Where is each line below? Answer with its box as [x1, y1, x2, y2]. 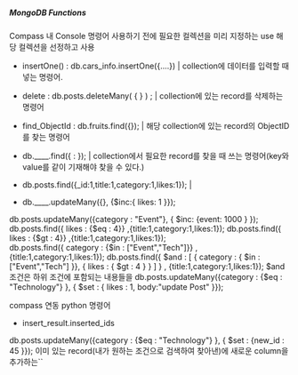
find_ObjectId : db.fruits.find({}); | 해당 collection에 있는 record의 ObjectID [21, 120, 290, 131]
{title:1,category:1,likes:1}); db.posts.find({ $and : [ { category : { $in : [9, 251, 261, 262]
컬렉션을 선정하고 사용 [18, 41, 95, 52]
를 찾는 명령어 [21, 132, 70, 142]
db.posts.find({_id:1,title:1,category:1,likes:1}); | [21, 179, 193, 190]
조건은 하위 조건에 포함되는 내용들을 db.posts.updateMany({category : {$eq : [9, 271, 283, 282]
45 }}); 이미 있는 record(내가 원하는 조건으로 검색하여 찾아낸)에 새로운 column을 [9, 345, 289, 355]
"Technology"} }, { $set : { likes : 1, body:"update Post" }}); [9, 281, 224, 292]
